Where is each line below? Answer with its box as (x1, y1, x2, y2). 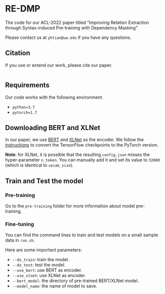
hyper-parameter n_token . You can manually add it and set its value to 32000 (5, 157, 160, 163)
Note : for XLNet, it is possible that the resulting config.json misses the (5, 151, 150, 157)
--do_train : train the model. (12, 257, 69, 263)
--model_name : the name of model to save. (12, 283, 98, 289)
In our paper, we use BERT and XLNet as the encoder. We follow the (5, 137, 144, 143)
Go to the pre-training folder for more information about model (5, 203, 135, 209)
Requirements (5, 81, 50, 90)
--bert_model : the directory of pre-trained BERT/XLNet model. (12, 278, 139, 284)
